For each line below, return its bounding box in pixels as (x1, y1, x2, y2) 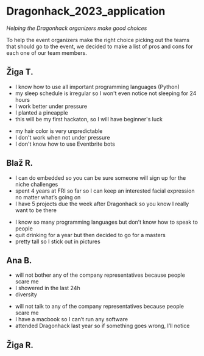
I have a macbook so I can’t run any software (15, 316, 128, 323)
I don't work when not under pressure (15, 133, 110, 141)
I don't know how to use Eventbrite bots (15, 140, 116, 148)
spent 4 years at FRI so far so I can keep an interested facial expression (15, 187, 195, 194)
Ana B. (6, 255, 32, 266)
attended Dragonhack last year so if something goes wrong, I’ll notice (15, 322, 190, 330)
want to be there (15, 206, 57, 214)
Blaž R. (6, 158, 33, 168)
